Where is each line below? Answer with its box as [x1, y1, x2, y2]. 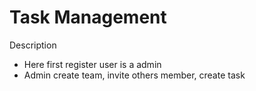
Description [9, 39, 57, 51]
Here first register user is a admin [23, 58, 162, 70]
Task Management [9, 6, 167, 29]
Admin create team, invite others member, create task [23, 69, 246, 81]
